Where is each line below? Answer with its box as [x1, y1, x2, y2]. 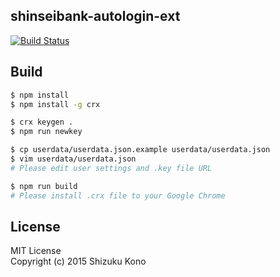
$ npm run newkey [10, 127, 83, 137]
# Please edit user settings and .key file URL [10, 163, 213, 173]
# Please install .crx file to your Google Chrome [10, 190, 226, 201]
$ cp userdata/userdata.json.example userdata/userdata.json [10, 145, 271, 155]
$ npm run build [10, 181, 78, 191]
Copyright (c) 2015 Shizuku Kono [10, 255, 147, 268]
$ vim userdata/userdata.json [10, 154, 137, 164]
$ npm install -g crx [10, 99, 101, 109]
